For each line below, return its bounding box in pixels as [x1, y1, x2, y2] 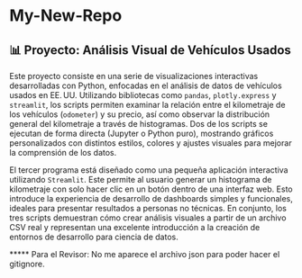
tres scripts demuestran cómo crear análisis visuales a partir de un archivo [9, 212, 287, 223]
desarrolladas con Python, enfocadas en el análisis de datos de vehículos [9, 80, 282, 91]
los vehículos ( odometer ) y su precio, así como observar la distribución [9, 109, 270, 120]
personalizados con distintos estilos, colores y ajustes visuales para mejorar [9, 138, 292, 148]
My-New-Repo [9, 5, 123, 26]
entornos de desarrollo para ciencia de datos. [9, 231, 178, 242]
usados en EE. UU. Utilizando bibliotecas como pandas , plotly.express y [9, 90, 277, 100]
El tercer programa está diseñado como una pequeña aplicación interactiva [9, 165, 288, 175]
